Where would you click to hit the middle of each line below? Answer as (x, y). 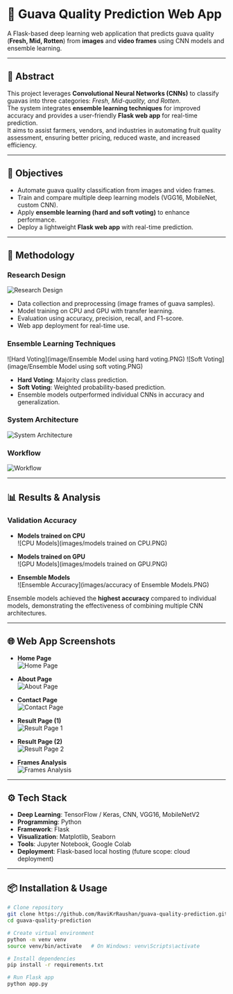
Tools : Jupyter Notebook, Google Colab (74, 844)
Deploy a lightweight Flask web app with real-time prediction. (105, 227)
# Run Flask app (31, 978)
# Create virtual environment (51, 933)
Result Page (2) (40, 741)
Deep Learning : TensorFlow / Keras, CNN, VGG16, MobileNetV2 (108, 815)
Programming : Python (49, 822)
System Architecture (43, 420)
